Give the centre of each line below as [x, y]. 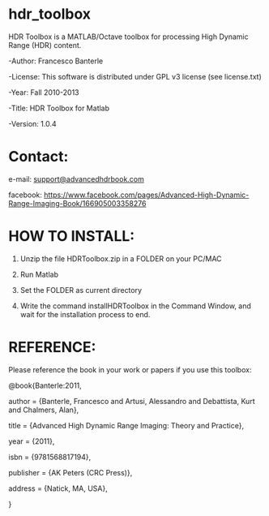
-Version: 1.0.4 [32, 123]
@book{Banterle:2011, [45, 385]
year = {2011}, [32, 441]
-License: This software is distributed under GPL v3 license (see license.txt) [135, 76]
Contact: [38, 157]
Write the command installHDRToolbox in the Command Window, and [135, 306]
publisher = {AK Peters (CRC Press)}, [70, 472]
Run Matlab [39, 274]
